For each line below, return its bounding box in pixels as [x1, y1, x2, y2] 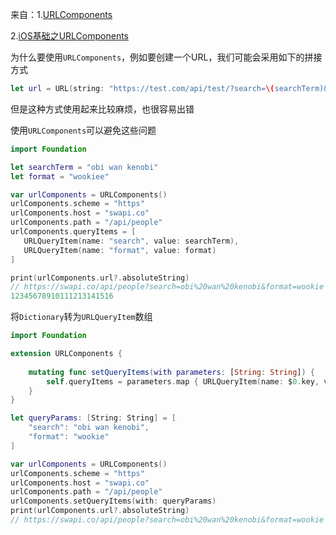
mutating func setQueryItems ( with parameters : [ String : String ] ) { [28, 367, 315, 377]
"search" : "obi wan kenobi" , [28, 423, 150, 433]
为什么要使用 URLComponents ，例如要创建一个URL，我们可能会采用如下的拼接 [10, 51, 323, 63]
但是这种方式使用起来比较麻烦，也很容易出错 [10, 103, 195, 115]
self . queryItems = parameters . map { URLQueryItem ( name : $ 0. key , [46, 376, 320, 387]
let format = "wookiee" [10, 171, 110, 182]
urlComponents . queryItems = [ [10, 227, 137, 237]
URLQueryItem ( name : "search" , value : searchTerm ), [23, 236, 240, 246]
